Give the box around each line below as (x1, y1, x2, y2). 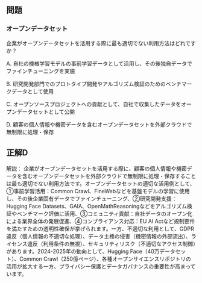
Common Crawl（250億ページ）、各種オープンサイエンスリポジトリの (19, 255, 192, 263)
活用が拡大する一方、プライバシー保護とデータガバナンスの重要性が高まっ (6, 263, 191, 270)
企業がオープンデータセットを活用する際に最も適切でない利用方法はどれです (6, 39, 196, 46)
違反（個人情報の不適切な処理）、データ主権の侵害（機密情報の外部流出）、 (6, 232, 191, 240)
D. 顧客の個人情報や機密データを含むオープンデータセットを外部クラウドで (6, 120, 192, 128)
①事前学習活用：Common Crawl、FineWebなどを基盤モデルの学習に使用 (6, 187, 190, 194)
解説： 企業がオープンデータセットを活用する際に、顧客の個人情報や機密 (6, 164, 187, 172)
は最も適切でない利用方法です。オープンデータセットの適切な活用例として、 (6, 179, 195, 187)
